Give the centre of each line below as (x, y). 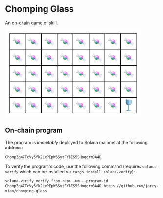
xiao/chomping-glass (26, 191)
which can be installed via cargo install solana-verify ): (77, 171)
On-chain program (34, 131)
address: (14, 148)
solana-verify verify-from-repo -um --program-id (57, 181)
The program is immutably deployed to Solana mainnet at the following (76, 142)
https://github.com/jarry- (131, 186)
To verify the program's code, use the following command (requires (73, 166)
